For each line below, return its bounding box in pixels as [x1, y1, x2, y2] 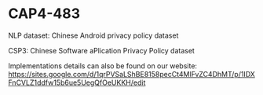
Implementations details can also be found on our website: [8, 60, 198, 71]
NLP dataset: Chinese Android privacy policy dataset [8, 31, 179, 40]
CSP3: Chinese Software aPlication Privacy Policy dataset [8, 46, 195, 55]
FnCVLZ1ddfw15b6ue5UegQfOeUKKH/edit [8, 78, 146, 87]
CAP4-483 [8, 5, 81, 23]
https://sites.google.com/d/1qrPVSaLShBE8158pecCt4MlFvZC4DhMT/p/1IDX [8, 69, 255, 79]
